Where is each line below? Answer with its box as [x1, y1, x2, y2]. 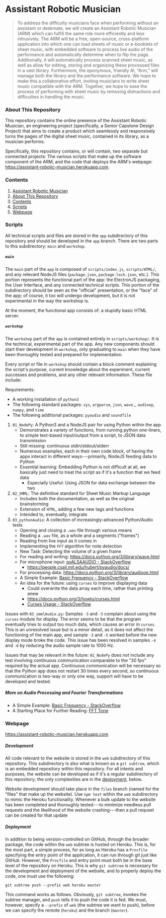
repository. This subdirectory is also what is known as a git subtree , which [5, 761, 160, 766]
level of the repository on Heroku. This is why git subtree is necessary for [5, 862, 158, 868]
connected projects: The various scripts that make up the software [5, 153, 142, 159]
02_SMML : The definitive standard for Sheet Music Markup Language [12, 490, 151, 496]
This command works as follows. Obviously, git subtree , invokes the [5, 891, 147, 897]
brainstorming [19, 501, 49, 507]
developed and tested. [5, 678, 51, 684]
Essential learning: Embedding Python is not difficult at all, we [19, 463, 146, 470]
